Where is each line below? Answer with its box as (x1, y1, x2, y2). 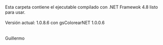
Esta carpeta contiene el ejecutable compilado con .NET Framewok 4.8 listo (5, 4, 158, 10)
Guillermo (5, 35, 25, 41)
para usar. (5, 9, 26, 15)
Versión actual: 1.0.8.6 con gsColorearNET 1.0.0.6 (5, 20, 105, 25)
